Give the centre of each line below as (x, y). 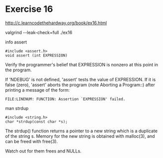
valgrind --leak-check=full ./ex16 (39, 32)
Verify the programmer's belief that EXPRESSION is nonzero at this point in (81, 64)
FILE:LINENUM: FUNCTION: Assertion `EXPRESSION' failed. (65, 99)
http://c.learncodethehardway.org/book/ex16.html (56, 23)
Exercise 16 (29, 9)
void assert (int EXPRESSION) (37, 55)
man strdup (17, 108)
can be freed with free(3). (32, 141)
